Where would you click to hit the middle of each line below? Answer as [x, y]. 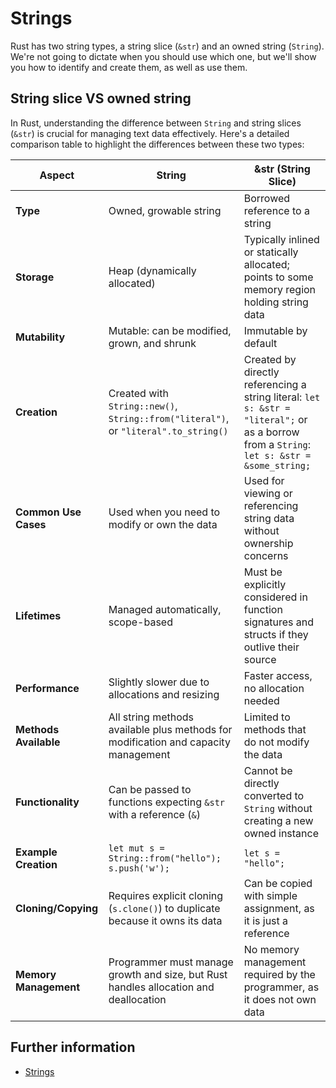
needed [261, 700]
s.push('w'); [139, 868]
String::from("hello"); [165, 858]
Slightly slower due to [159, 682]
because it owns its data [165, 920]
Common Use [48, 512]
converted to [274, 795]
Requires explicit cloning [166, 895]
